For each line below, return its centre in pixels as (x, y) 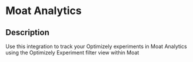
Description (27, 32)
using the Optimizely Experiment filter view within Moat (72, 53)
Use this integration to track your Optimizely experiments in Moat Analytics (96, 46)
